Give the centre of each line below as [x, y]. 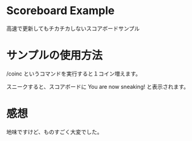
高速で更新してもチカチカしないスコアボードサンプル [73, 28]
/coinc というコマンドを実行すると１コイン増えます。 [74, 74]
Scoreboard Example [61, 11]
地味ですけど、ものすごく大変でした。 [54, 132]
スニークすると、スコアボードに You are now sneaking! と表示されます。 [98, 86]
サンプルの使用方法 [54, 55]
